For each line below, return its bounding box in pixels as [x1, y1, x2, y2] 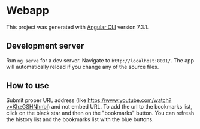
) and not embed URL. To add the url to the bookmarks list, [47, 103, 193, 110]
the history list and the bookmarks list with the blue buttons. [6, 115, 154, 123]
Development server [6, 41, 84, 51]
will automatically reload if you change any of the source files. [6, 63, 159, 70]
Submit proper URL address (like [6, 97, 87, 104]
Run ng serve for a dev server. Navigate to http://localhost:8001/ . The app [6, 56, 195, 64]
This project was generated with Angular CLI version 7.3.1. [6, 23, 149, 31]
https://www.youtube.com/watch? [87, 97, 172, 104]
